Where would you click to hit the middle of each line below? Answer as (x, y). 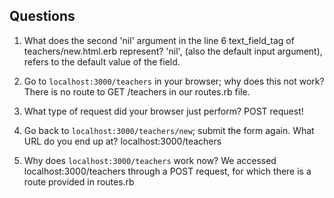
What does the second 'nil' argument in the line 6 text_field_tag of (159, 40)
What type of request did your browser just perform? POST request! (163, 111)
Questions (42, 16)
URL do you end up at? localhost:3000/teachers (122, 141)
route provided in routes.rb (79, 181)
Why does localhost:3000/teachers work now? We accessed (150, 160)
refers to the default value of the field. (102, 61)
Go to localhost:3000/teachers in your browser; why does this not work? (174, 81)
